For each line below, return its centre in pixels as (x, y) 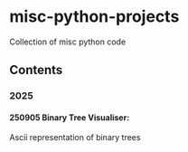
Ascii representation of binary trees (75, 138)
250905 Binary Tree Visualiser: (70, 117)
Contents (36, 70)
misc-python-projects (94, 17)
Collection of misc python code (68, 42)
